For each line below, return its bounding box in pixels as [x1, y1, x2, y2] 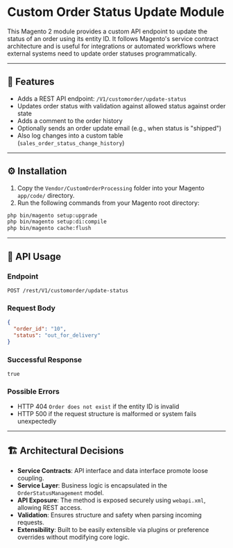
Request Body [7, 303, 55, 313]
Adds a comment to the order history [17, 116, 123, 125]
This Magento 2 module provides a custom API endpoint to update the [7, 27, 208, 35]
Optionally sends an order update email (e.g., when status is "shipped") [17, 124, 222, 132]
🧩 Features [7, 76, 55, 88]
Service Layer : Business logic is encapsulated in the [17, 481, 168, 490]
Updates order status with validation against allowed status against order [17, 101, 226, 110]
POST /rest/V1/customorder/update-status [7, 287, 129, 294]
